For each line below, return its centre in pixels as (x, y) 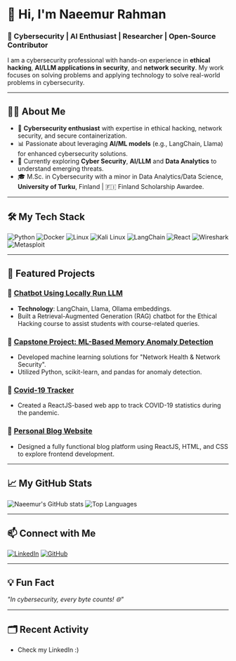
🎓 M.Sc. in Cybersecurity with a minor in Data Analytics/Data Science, (120, 177)
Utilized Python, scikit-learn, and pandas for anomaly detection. (110, 372)
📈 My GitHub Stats (50, 484)
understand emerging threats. (60, 169)
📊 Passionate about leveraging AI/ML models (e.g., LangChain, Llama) (120, 144)
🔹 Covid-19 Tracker (41, 391)
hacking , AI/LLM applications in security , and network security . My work (116, 68)
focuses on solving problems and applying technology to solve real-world (114, 75)
